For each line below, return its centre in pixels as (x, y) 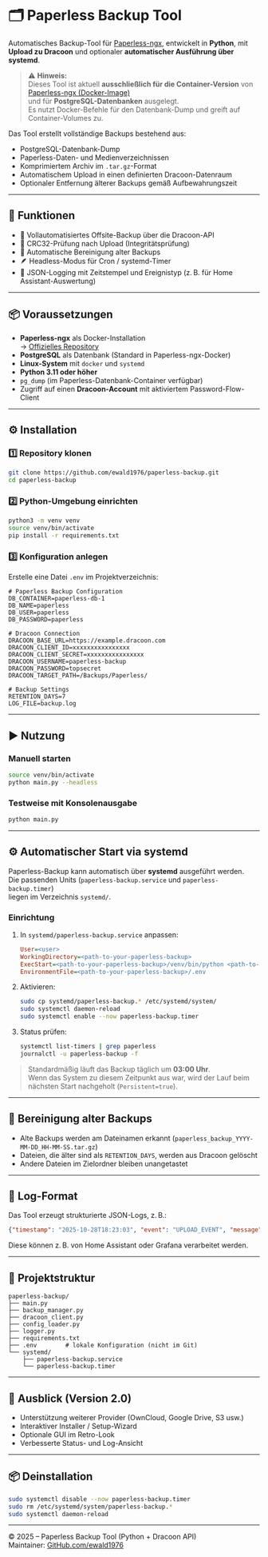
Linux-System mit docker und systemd (82, 363)
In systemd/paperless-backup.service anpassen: (99, 934)
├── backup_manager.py (46, 1311)
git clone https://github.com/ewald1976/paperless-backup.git (114, 473)
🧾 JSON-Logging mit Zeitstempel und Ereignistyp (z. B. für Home (126, 272)
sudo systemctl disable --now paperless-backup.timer (100, 1499)
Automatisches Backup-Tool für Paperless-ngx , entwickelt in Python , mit (128, 43)
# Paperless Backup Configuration (66, 592)
